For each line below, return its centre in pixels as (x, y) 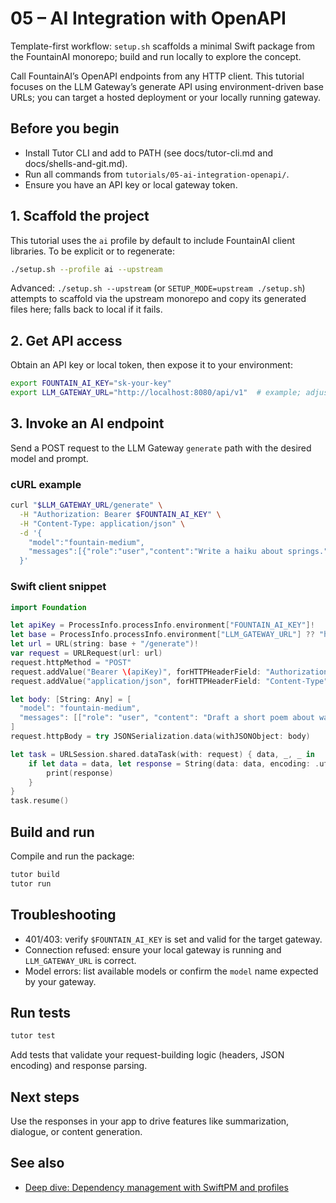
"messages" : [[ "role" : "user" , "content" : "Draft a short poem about (167, 718)
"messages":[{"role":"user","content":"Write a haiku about (156, 552)
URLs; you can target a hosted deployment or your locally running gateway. (165, 97)
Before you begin (65, 128)
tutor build (35, 874)
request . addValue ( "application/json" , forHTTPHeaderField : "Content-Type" (169, 681)
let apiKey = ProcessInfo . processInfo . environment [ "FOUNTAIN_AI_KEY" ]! (162, 625)
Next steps (45, 1097)
